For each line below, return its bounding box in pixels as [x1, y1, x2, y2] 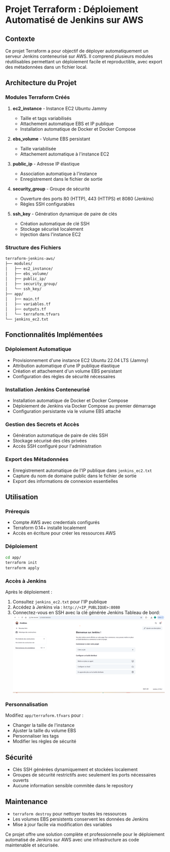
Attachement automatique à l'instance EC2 [20, 151, 110, 157]
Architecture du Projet [5, 78, 77, 87]
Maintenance [5, 797, 48, 806]
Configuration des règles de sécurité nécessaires [12, 373, 115, 379]
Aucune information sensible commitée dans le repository [12, 783, 133, 789]
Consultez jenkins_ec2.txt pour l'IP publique [12, 599, 107, 605]
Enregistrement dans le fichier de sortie [20, 176, 103, 182]
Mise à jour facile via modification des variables [12, 822, 112, 828]
